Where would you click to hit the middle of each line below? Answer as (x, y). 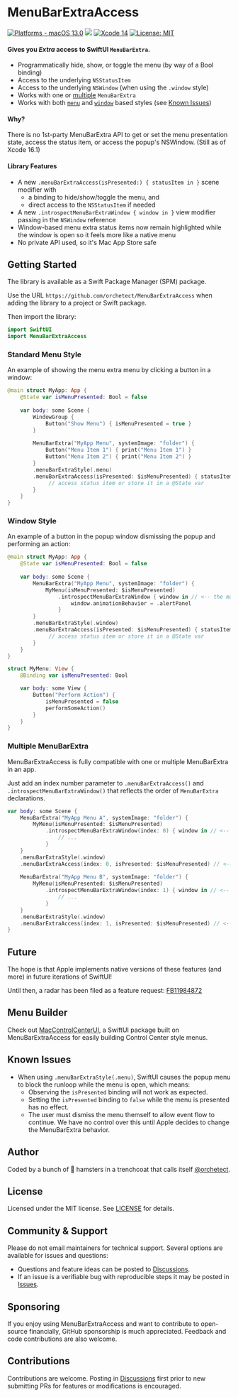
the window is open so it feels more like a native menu (97, 234)
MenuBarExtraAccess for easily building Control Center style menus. (108, 1037)
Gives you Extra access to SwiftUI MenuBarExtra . (79, 49)
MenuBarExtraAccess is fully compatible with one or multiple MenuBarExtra (118, 761)
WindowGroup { (53, 417)
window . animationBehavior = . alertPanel (131, 603)
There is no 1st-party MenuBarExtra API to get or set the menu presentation (118, 135)
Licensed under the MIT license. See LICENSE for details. (91, 1209)
